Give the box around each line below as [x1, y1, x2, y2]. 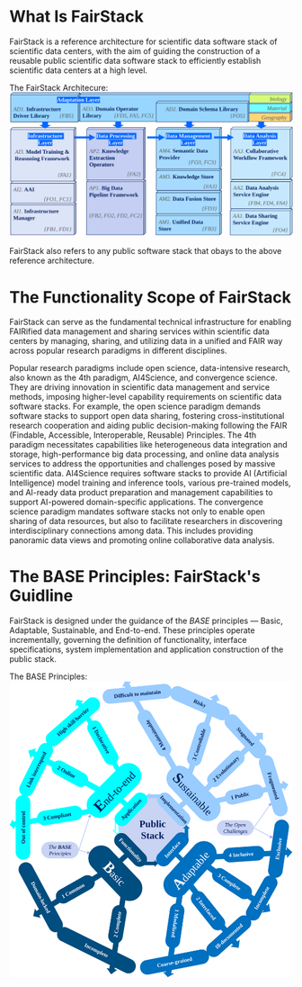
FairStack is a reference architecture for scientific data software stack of [9, 36, 278, 47]
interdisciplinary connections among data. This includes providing [9, 525, 253, 537]
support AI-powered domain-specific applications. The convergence [9, 497, 263, 508]
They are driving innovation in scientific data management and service [9, 382, 271, 393]
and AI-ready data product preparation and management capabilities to [9, 487, 273, 498]
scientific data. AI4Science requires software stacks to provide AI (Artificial [9, 468, 288, 479]
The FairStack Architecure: [9, 82, 109, 93]
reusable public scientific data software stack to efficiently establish [9, 55, 262, 66]
